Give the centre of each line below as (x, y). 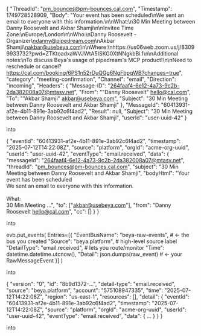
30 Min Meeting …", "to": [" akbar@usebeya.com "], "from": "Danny (89, 205)
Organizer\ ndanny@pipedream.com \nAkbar (61, 41)
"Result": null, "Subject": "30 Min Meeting (141, 111)
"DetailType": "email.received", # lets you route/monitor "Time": (85, 248)
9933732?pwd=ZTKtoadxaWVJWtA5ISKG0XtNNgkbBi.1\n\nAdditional (92, 53)
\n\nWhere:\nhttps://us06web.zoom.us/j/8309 (138, 47)
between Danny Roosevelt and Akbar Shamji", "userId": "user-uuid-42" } (97, 118)
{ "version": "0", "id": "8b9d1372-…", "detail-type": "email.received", (91, 284)
